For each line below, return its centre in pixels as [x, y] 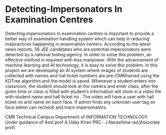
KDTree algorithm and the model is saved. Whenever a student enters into [81, 81]
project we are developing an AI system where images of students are [77, 70]
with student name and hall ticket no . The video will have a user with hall [80, 97]
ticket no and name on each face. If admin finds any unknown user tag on [80, 102]
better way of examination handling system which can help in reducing [77, 39]
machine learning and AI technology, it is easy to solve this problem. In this [82, 65]
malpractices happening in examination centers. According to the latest [78, 44]
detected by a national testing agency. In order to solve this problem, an [79, 54]
